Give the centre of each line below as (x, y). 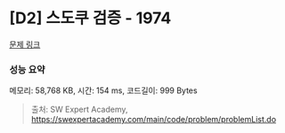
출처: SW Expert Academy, (79, 110)
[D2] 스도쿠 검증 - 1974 (90, 18)
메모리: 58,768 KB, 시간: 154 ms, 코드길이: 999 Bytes (103, 90)
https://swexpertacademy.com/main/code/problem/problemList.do (154, 120)
